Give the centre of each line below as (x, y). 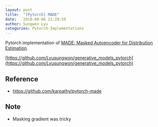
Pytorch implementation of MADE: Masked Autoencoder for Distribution (79, 43)
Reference (22, 79)
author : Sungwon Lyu (27, 24)
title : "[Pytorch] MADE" (32, 15)
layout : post (19, 10)
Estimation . (17, 48)
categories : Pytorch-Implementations (45, 29)
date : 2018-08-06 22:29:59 (36, 19)
